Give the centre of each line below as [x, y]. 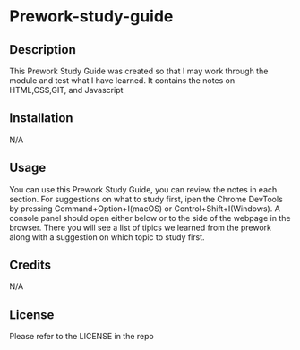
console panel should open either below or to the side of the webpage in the [150, 218]
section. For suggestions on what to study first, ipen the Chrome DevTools [146, 199]
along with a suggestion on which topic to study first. [107, 237]
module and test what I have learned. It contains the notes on [122, 81]
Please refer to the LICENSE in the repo [81, 337]
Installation [41, 118]
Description [43, 50]
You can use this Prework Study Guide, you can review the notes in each [143, 189]
